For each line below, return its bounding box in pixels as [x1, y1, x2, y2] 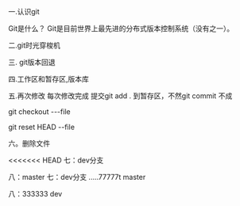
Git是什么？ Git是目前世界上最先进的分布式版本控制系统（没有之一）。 [8, 24, 234, 33]
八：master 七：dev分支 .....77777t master [8, 173, 146, 181]
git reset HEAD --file [8, 122, 75, 132]
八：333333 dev [8, 189, 63, 198]
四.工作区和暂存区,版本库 [8, 74, 90, 83]
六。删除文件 [8, 139, 50, 148]
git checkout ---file [8, 107, 71, 116]
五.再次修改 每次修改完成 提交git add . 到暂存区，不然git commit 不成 [8, 91, 233, 101]
